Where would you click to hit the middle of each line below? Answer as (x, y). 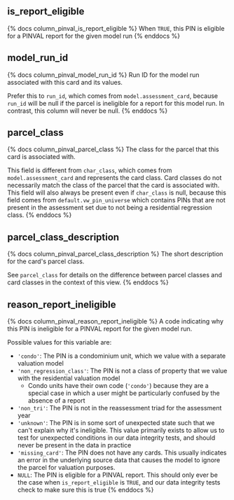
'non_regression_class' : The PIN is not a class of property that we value (122, 371)
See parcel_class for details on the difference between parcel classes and (115, 275)
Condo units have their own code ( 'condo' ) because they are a (118, 386)
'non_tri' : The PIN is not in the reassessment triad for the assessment (119, 408)
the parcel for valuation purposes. (66, 468)
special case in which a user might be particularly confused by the (124, 393)
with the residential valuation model (69, 378)
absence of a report (56, 401)
